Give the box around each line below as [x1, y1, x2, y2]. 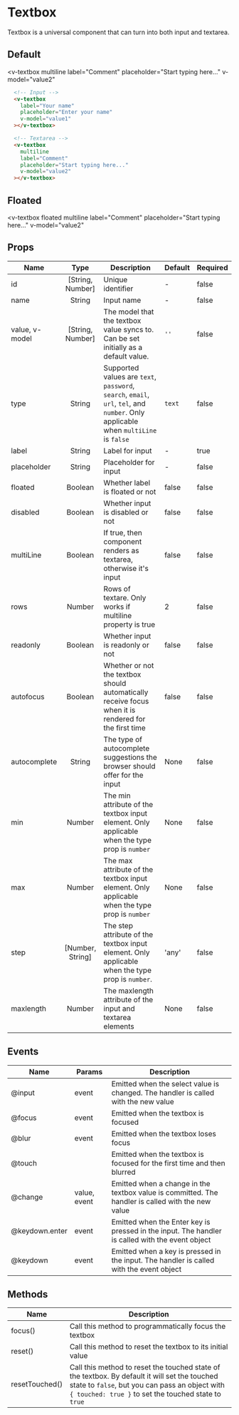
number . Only [103, 407, 145, 417]
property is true [103, 619, 156, 629]
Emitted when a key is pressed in [111, 1246, 221, 1256]
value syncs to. [103, 324, 154, 334]
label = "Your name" [20, 102, 75, 109]
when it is [103, 705, 136, 715]
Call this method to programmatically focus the [69, 1322, 226, 1332]
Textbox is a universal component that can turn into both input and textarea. [7, 28, 230, 36]
